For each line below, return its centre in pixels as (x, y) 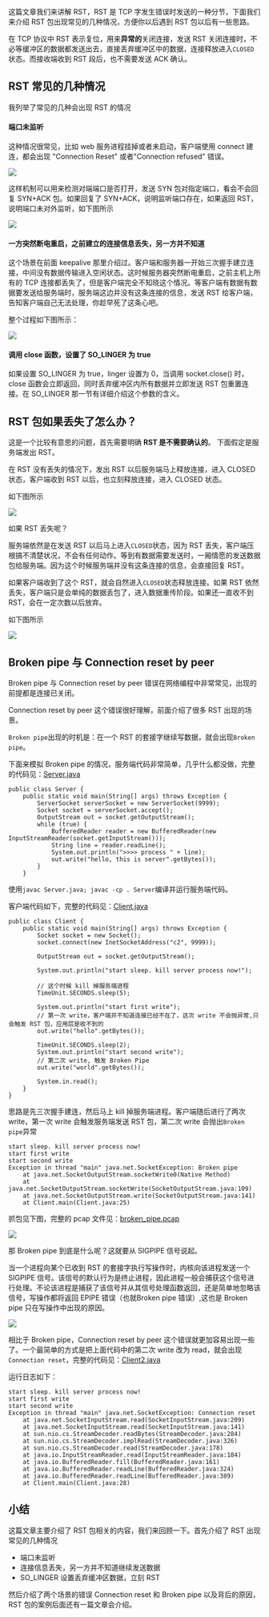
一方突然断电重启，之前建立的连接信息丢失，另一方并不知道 (106, 243)
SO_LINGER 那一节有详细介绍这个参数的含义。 (107, 394)
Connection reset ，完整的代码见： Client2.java (84, 1360)
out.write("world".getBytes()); (91, 1068)
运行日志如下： (33, 1377)
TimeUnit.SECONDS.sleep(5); (84, 993)
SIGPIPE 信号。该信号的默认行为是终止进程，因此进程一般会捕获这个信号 (128, 1278)
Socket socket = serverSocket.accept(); (105, 811)
